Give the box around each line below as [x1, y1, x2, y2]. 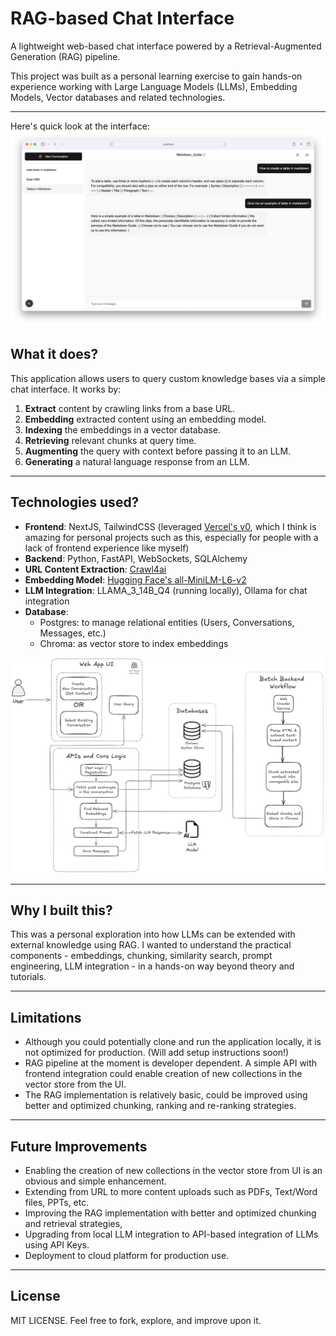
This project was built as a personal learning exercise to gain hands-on [10, 70, 303, 82]
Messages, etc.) [39, 627, 107, 639]
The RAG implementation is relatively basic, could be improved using [24, 1089, 308, 1101]
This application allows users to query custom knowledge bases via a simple [10, 372, 327, 384]
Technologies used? [10, 494, 140, 511]
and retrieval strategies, [24, 1218, 123, 1230]
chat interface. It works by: [10, 383, 122, 395]
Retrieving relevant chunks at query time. [24, 434, 197, 446]
